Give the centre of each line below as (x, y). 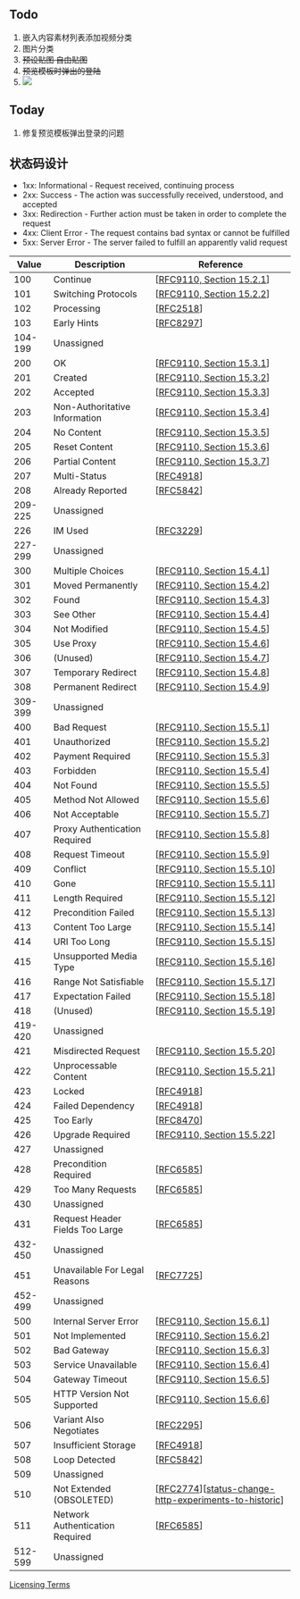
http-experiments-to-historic (218, 1500)
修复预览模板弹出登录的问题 (73, 132)
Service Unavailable (95, 1365)
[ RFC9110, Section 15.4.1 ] (212, 571)
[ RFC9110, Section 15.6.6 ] (212, 1400)
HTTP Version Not (91, 1394)
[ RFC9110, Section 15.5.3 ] (212, 757)
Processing (77, 309)
